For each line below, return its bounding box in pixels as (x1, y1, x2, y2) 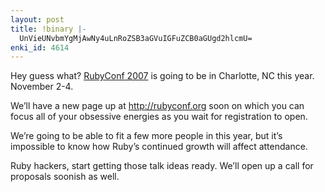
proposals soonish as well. (10, 171, 120, 183)
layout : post (10, 14, 65, 25)
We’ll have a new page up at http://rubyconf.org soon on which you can (10, 100, 305, 112)
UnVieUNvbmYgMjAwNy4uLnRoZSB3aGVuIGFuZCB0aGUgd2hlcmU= (19, 33, 253, 43)
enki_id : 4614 (10, 42, 70, 53)
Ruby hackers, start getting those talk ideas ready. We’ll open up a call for (10, 160, 314, 172)
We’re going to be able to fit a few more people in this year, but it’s (10, 130, 283, 142)
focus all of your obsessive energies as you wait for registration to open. (10, 111, 308, 123)
